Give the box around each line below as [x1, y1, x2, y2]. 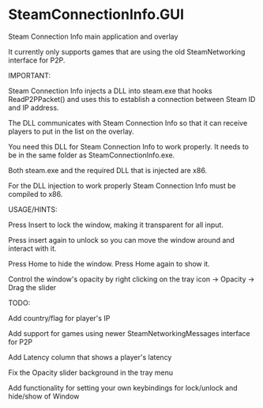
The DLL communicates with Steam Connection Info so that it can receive [8, 118, 248, 127]
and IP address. [8, 103, 59, 112]
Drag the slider [8, 282, 57, 292]
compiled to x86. [8, 189, 63, 198]
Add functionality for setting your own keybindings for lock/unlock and [8, 383, 239, 392]
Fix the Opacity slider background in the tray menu [8, 368, 174, 377]
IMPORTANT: [8, 70, 51, 80]
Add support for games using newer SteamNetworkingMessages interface [8, 328, 250, 338]
